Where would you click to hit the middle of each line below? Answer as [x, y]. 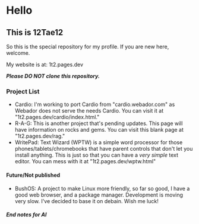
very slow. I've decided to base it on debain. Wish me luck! [86, 201]
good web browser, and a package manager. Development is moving [99, 195]
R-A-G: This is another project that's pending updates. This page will [99, 123]
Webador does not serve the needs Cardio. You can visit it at [89, 111]
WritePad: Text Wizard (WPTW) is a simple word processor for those [99, 142]
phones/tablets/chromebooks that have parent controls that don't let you [104, 149]
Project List [23, 91]
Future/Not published [33, 175]
